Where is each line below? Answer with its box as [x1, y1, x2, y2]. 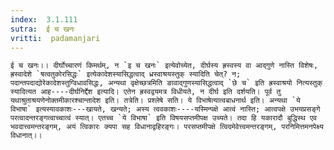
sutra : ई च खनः [10, 24, 75, 34]
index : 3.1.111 [10, 14, 78, 25]
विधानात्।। [10, 131, 43, 141]
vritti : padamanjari [10, 33, 101, 43]
